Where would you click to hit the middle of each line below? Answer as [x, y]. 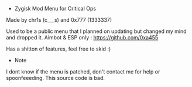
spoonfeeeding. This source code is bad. [56, 78]
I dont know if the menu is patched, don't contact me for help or [83, 72]
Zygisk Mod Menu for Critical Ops [55, 9]
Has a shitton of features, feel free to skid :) [59, 49]
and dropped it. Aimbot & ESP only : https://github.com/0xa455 [82, 37]
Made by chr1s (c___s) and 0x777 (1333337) [59, 20]
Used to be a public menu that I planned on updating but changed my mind [96, 31]
